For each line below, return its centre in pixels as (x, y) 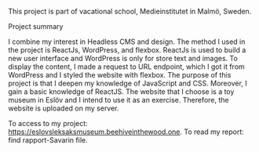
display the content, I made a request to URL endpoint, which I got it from (126, 67)
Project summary (36, 26)
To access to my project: (48, 123)
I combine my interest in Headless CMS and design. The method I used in (127, 42)
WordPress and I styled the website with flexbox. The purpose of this (120, 75)
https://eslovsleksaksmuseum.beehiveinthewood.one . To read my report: (126, 132)
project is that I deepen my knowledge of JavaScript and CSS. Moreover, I (128, 83)
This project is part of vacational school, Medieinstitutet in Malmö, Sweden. (130, 11)
